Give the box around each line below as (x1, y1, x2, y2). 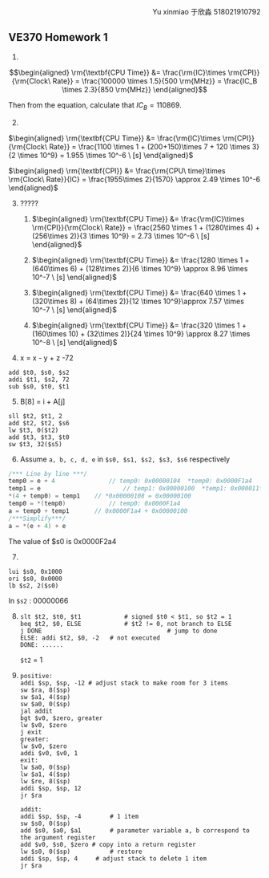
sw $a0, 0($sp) (19, 700, 71, 708)
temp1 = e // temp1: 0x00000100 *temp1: (8, 485, 227, 493)
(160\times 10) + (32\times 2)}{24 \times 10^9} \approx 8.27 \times (31, 328, 251, 339)
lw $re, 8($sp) (19, 777, 71, 785)
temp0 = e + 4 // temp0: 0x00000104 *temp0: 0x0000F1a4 (8, 477, 252, 486)
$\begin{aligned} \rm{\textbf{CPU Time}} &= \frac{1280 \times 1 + (31, 255, 250, 265)
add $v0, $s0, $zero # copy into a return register (19, 840, 196, 848)
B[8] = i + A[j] (19, 396, 66, 406)
